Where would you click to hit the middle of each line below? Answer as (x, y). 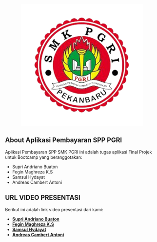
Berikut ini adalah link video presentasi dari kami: (54, 209)
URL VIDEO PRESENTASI (43, 198)
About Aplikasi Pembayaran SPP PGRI (64, 140)
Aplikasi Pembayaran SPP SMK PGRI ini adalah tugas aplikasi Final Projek (78, 152)
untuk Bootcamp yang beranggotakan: (44, 157)
